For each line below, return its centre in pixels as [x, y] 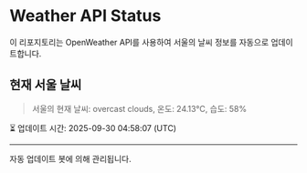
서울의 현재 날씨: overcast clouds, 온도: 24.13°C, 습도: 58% [139, 108]
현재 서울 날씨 [46, 85]
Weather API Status [85, 16]
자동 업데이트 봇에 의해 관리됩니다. [70, 158]
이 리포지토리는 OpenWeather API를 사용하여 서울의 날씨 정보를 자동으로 [139, 42]
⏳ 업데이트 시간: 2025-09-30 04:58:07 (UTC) [93, 127]
